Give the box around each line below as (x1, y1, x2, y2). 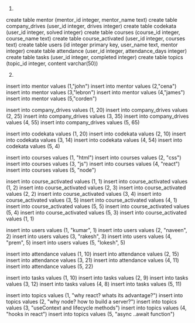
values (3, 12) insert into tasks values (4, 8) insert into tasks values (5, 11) (6, 281, 182, 287)
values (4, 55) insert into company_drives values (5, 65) (6, 119, 140, 125)
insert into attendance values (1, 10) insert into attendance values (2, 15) (6, 250, 180, 257)
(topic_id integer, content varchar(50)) (6, 60, 98, 67)
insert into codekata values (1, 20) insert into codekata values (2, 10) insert (6, 130, 186, 137)
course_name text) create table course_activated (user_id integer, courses (6, 35, 186, 42)
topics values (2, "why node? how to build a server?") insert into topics (6, 298, 177, 305)
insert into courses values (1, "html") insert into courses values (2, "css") (6, 154, 182, 161)
